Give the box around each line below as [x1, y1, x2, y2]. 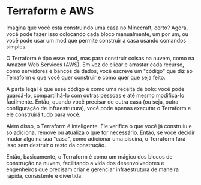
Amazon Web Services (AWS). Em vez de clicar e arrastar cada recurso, [6, 61, 184, 68]
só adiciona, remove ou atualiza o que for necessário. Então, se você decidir [6, 129, 195, 136]
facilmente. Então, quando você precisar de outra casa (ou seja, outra [6, 98, 179, 105]
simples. [6, 43, 27, 50]
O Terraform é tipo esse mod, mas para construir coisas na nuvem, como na [6, 54, 195, 62]
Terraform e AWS [6, 4, 94, 18]
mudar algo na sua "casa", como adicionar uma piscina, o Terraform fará [6, 135, 186, 142]
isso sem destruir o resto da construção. [6, 141, 106, 148]
